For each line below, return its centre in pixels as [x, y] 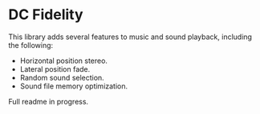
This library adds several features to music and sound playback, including [130, 37]
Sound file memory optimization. [74, 86]
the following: [31, 45]
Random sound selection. [62, 77]
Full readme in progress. [49, 101]
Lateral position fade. [55, 69]
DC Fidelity [46, 15]
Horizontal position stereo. [64, 61]
